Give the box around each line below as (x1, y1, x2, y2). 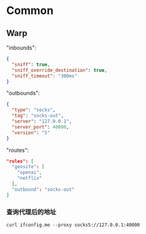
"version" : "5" (12, 129, 50, 136)
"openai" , (17, 169, 43, 175)
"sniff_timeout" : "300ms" (12, 73, 78, 79)
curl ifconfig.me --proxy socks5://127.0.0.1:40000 (6, 222, 140, 228)
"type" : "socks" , (12, 107, 56, 113)
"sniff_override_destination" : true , (12, 67, 108, 73)
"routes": (6, 146, 29, 154)
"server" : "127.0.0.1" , (12, 118, 72, 124)
